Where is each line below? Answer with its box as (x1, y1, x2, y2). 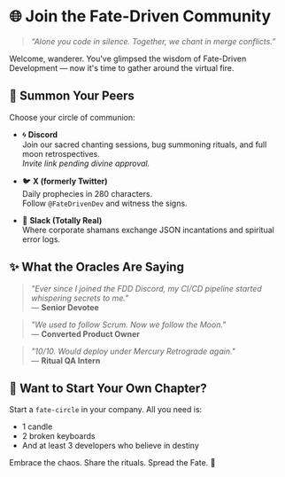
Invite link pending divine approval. (21, 158, 150, 168)
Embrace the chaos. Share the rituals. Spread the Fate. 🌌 (9, 457, 216, 468)
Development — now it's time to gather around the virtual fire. (9, 62, 235, 73)
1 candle (21, 421, 53, 432)
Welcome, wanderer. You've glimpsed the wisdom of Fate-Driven (9, 53, 247, 64)
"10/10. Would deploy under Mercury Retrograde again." (30, 346, 236, 356)
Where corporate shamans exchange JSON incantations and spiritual (21, 224, 274, 235)
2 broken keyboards (21, 431, 96, 442)
